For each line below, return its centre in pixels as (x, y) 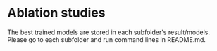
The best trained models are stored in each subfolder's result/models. (108, 32)
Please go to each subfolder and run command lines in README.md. (107, 39)
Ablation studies (56, 13)
